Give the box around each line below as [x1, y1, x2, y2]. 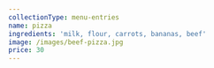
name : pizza [8, 21, 52, 30]
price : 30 [8, 46, 45, 55]
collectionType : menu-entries [8, 12, 120, 22]
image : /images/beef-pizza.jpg [8, 37, 124, 47]
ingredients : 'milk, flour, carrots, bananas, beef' [8, 29, 207, 38]
